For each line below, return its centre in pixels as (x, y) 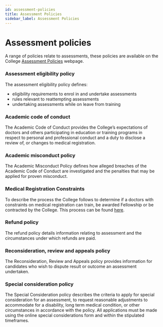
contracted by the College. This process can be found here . (65, 210)
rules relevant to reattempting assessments (55, 99)
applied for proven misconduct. (36, 176)
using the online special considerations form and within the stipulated (75, 315)
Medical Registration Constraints (45, 189)
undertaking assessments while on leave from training (66, 104)
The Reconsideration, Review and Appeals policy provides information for (79, 261)
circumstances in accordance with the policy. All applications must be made (81, 310)
